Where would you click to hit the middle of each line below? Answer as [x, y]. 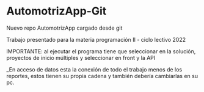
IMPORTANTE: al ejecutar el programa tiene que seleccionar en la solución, [101, 51]
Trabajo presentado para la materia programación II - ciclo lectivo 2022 [96, 39]
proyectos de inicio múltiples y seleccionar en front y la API [81, 57]
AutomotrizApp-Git [56, 11]
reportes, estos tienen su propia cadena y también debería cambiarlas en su [102, 76]
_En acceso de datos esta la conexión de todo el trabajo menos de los [94, 69]
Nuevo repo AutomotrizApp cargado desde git [64, 28]
